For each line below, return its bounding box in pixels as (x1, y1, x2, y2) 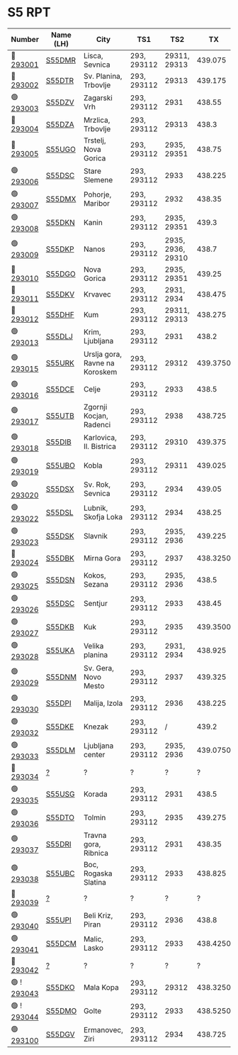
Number (11, 34, 39, 44)
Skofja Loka (84, 512, 123, 522)
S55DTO (45, 813, 75, 823)
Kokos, (84, 570, 106, 580)
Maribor (84, 199, 110, 209)
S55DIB (45, 437, 72, 447)
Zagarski (84, 93, 113, 103)
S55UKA (45, 646, 75, 656)
